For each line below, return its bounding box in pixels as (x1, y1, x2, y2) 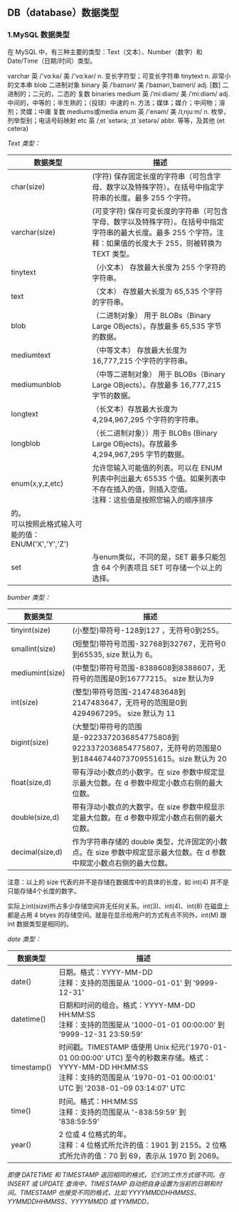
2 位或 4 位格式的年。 (58, 1129, 132, 1139)
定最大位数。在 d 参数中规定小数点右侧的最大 (72, 812, 223, 822)
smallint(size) (11, 644, 56, 654)
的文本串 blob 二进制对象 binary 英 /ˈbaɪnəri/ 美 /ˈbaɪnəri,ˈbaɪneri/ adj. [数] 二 (7, 81, 229, 89)
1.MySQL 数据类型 (7, 30, 70, 40)
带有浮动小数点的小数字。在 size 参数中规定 (72, 767, 218, 777)
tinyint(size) (11, 625, 51, 635)
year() (11, 1139, 32, 1149)
